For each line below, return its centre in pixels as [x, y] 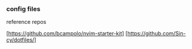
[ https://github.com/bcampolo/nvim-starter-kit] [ [67, 33]
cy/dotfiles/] [21, 40]
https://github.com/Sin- [156, 33]
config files [23, 9]
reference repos [26, 22]
